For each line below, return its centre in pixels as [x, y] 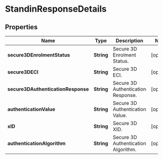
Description [130, 41]
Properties [21, 27]
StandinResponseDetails [56, 9]
